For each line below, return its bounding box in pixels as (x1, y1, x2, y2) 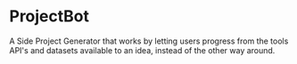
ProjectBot (9, 6, 90, 27)
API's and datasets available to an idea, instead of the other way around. (9, 44, 276, 55)
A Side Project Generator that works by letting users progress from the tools (9, 36, 289, 46)
